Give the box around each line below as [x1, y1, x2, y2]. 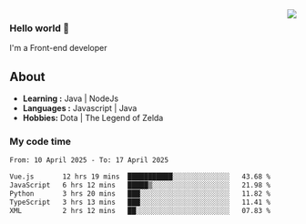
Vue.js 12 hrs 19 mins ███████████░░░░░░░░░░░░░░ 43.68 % [9, 172, 271, 181]
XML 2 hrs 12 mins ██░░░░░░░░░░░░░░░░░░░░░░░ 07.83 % [9, 206, 271, 215]
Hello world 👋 [9, 22, 70, 35]
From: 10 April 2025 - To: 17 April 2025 [9, 156, 169, 165]
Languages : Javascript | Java [22, 103, 138, 114]
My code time [9, 136, 71, 148]
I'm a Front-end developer [9, 43, 107, 54]
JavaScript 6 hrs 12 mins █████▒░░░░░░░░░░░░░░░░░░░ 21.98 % [9, 181, 271, 190]
